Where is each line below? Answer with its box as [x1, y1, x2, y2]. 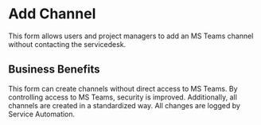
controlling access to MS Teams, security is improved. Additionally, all [8, 92, 237, 102]
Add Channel [8, 5, 96, 23]
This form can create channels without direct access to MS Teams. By [8, 84, 238, 93]
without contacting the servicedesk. [8, 39, 127, 49]
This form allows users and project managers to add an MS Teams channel [8, 31, 254, 41]
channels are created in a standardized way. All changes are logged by [8, 100, 241, 110]
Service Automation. [8, 109, 76, 119]
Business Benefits [8, 63, 101, 76]
